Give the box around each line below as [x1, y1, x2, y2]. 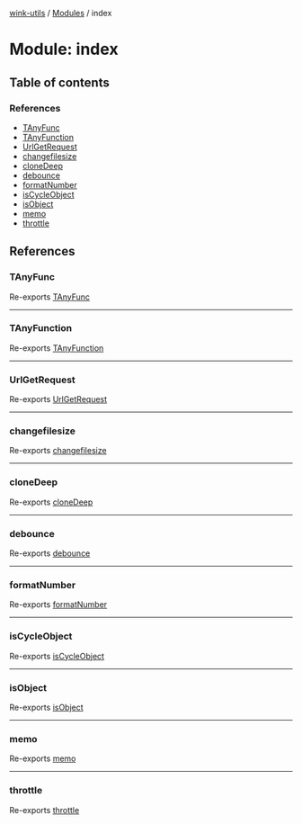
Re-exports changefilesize [9, 445, 107, 456]
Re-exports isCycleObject [9, 650, 105, 661]
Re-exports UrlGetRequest [9, 394, 108, 405]
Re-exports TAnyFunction [9, 342, 104, 354]
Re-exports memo [9, 753, 76, 764]
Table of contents [9, 75, 110, 90]
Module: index [9, 40, 119, 59]
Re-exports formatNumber [9, 599, 108, 610]
